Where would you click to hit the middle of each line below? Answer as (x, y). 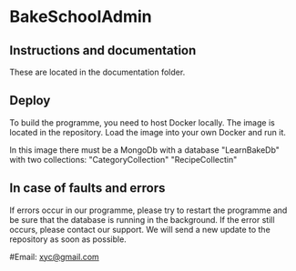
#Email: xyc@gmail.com (55, 256)
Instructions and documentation (103, 50)
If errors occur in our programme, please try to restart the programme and (148, 210)
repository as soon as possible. (68, 239)
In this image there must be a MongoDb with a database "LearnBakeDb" (145, 150)
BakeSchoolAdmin (81, 17)
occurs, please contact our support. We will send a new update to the (140, 229)
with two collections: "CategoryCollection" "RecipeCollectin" (123, 159)
